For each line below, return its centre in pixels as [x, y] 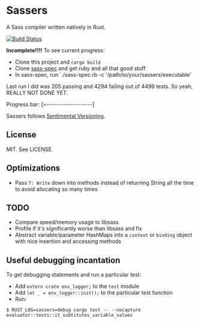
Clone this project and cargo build [58, 62]
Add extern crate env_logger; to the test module [77, 286]
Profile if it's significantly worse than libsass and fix [78, 229]
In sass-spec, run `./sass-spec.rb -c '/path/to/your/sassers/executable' [103, 74]
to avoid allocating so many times [56, 189]
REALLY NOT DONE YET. [37, 92]
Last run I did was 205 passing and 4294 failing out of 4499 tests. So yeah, [100, 86]
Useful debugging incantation [63, 260]
